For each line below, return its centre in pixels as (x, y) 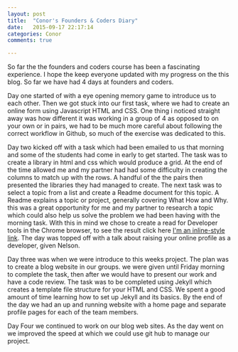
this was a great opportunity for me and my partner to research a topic (110, 208)
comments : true (30, 41)
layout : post (27, 14)
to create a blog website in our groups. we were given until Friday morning (116, 267)
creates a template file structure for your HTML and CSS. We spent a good (117, 289)
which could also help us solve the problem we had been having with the (114, 215)
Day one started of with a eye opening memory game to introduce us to (112, 96)
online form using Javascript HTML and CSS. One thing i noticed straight (114, 111)
